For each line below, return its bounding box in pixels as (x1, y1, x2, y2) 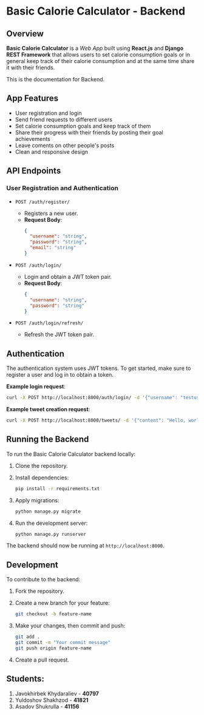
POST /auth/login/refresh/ (15, 320, 84, 326)
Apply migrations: (15, 496, 59, 504)
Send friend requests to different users (15, 115, 112, 123)
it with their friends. (6, 64, 55, 71)
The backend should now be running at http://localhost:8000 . (6, 542, 165, 549)
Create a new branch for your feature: (15, 600, 110, 607)
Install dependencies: (15, 474, 69, 481)
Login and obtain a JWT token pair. (24, 273, 112, 280)
